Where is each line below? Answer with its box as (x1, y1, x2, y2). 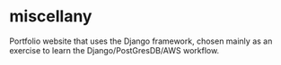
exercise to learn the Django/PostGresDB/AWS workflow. (9, 45, 220, 55)
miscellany (9, 6, 92, 27)
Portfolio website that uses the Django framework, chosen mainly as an (9, 36, 273, 46)
